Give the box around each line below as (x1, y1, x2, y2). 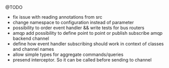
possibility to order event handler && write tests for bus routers (12, 25, 145, 31)
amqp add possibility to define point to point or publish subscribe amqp (12, 30, 163, 36)
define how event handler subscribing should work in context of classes (12, 41, 164, 47)
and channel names (12, 46, 54, 52)
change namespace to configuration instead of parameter (12, 20, 134, 25)
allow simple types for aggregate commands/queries (12, 51, 124, 57)
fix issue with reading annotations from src (12, 14, 103, 20)
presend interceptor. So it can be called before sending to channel (12, 57, 152, 62)
